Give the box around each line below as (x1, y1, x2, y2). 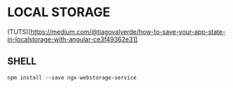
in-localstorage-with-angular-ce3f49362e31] (7, 34, 138, 43)
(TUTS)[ (7, 27, 31, 36)
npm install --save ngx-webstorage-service (7, 74, 137, 81)
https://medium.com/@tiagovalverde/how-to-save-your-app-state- (30, 27, 226, 36)
